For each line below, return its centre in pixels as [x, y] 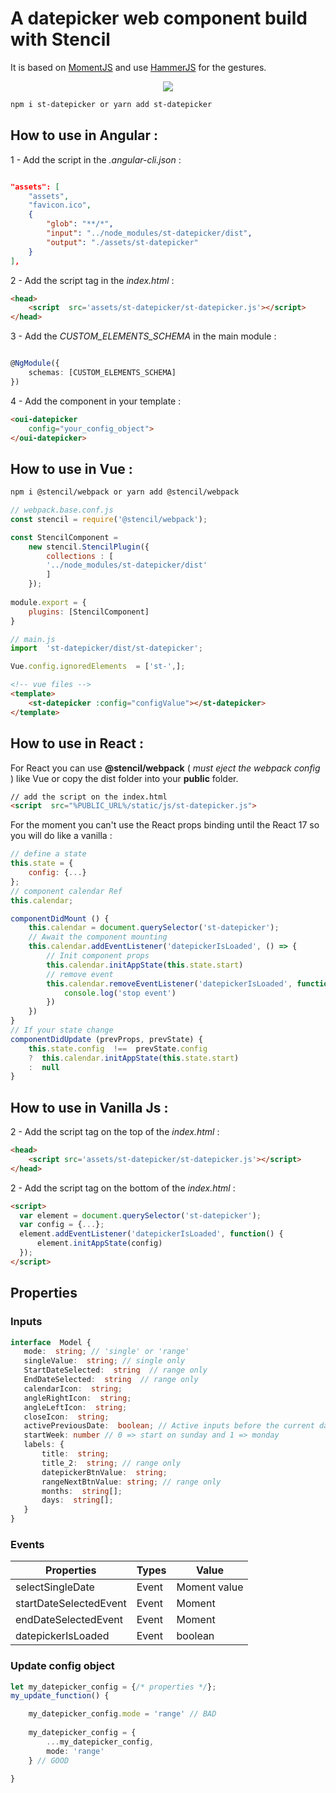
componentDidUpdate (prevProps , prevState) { [106, 1039]
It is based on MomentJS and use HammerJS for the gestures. [138, 67]
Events [27, 1544]
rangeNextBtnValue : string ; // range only [131, 1482]
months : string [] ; [82, 1491]
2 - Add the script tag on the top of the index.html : [115, 1132]
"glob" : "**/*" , [80, 224]
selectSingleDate [55, 1587]
